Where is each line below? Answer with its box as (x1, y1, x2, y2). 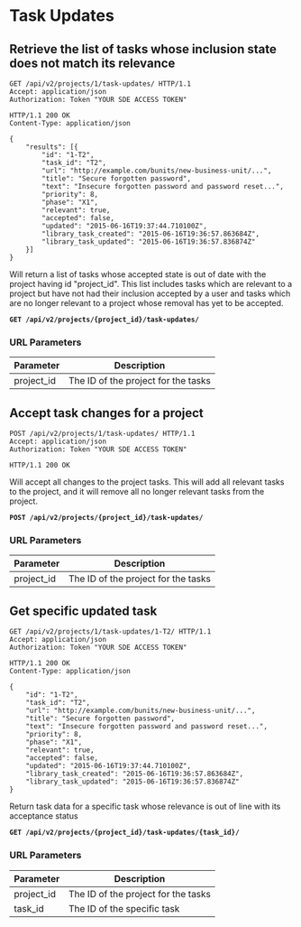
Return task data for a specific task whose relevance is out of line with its (9, 801, 281, 812)
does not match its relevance (9, 55, 176, 70)
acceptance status (9, 811, 78, 821)
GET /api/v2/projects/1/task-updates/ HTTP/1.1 (9, 79, 192, 88)
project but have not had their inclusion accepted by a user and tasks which (9, 288, 291, 299)
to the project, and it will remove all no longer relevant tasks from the (9, 487, 265, 497)
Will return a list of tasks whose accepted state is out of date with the (9, 269, 267, 280)
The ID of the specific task (68, 902, 180, 914)
